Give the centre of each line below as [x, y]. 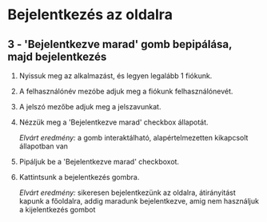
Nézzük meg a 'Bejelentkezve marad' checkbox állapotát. [114, 122]
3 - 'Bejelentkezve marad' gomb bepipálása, [120, 44]
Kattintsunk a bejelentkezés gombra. [79, 177]
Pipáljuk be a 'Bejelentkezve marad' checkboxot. [99, 162]
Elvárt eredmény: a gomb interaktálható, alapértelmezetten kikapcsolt [133, 138]
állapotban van [44, 146]
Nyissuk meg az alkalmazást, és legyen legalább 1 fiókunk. [116, 76]
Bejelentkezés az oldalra [90, 15]
